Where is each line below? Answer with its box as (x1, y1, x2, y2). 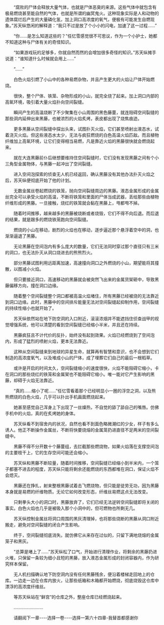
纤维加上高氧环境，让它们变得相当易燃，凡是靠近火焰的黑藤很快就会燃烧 (5, 139, 150, 144)
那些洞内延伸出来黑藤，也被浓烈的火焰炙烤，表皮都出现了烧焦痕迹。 (5, 116, 142, 121)
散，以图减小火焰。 (5, 266, 44, 272)
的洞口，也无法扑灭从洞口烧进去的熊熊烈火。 (5, 250, 95, 255)
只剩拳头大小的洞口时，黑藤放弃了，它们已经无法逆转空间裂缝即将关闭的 (13, 499, 159, 505)
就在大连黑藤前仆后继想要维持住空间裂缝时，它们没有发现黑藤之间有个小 (13, 155, 159, 161)
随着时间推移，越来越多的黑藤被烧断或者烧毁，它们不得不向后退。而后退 (13, 210, 159, 216)
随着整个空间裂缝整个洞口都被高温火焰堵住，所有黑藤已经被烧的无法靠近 (13, 293, 159, 299)
